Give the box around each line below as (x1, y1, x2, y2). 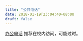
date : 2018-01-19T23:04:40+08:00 (5, 12, 75, 17)
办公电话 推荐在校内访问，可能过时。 (5, 31, 81, 37)
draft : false (5, 16, 32, 21)
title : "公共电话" (5, 7, 41, 12)
